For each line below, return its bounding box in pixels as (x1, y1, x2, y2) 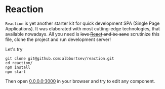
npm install (5, 65, 30, 70)
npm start (5, 69, 26, 74)
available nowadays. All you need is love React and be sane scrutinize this (5, 31, 160, 37)
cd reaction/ (5, 60, 33, 65)
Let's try (5, 46, 23, 52)
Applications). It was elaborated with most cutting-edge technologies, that (5, 25, 160, 31)
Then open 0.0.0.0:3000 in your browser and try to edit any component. (5, 78, 155, 84)
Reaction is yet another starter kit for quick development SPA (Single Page (5, 20, 160, 26)
